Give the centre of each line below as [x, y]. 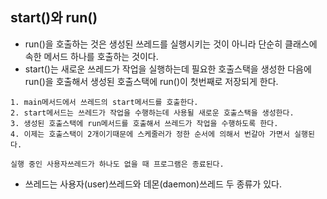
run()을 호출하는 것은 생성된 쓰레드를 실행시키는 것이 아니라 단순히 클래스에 [171, 44]
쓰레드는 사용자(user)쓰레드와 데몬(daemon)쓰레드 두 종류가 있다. [153, 184]
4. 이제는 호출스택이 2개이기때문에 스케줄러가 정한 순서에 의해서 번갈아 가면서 [150, 134]
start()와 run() [54, 18]
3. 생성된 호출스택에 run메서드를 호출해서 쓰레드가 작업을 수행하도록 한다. [144, 123]
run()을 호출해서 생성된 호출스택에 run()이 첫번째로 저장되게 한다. [151, 81]
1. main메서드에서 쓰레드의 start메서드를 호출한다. [104, 102]
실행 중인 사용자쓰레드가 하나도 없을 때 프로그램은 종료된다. [117, 164]
